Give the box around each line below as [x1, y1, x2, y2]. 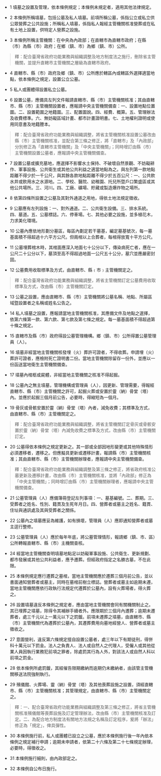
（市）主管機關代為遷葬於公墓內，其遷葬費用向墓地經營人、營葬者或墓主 [9, 620, 155, 626]
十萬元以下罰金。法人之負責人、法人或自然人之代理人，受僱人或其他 [14, 643, 151, 648]
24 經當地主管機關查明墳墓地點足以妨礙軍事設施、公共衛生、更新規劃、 [9, 551, 154, 556]
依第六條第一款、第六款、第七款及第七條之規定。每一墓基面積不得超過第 [9, 317, 155, 322]
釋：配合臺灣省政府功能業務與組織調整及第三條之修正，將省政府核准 [14, 466, 152, 472]
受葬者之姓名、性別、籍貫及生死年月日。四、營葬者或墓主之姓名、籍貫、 [9, 501, 155, 507]
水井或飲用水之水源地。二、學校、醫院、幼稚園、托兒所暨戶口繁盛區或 [9, 179, 151, 184]
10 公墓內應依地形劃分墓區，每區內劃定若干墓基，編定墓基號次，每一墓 [9, 228, 153, 234]
